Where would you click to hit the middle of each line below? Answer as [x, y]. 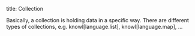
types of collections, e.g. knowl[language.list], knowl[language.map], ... [94, 27]
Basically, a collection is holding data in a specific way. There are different [97, 20]
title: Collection [25, 9]
